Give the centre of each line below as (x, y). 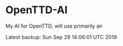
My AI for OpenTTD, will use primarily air (54, 26)
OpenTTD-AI (36, 10)
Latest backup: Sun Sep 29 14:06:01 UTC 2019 (61, 37)
